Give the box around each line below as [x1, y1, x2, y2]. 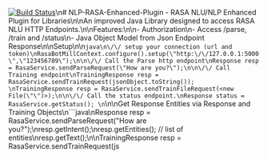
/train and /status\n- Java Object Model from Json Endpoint [8, 33, 205, 42]
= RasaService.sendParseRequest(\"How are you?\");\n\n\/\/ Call [8, 64, 230, 72]
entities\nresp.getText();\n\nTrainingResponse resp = [8, 133, 182, 142]
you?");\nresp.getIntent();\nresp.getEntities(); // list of [8, 125, 184, 133]
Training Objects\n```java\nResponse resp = [8, 108, 151, 117]
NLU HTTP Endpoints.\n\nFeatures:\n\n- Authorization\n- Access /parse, [8, 25, 247, 34]
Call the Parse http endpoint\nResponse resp [105, 57, 260, 65]
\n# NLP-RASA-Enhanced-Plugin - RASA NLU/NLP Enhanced [55, 8, 257, 17]
